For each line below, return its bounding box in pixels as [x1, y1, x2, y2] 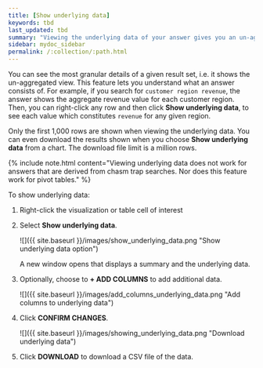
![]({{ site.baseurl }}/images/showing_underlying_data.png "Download [19, 329, 245, 337]
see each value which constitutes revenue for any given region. [8, 111, 211, 120]
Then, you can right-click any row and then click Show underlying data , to [8, 103, 249, 112]
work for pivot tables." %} [8, 175, 92, 184]
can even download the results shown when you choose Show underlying [8, 135, 249, 144]
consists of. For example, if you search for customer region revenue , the [8, 86, 240, 95]
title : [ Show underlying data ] [8, 11, 110, 20]
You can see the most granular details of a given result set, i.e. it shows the [8, 70, 250, 78]
